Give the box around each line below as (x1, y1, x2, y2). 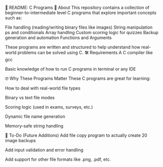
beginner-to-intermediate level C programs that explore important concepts (5, 10, 157, 16)
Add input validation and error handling (5, 147, 84, 153)
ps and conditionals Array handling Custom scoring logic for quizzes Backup (5, 30, 159, 35)
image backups (5, 138, 36, 143)
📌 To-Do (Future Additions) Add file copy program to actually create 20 (5, 132, 147, 138)
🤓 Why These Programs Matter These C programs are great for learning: (5, 75, 151, 81)
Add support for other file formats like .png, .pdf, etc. (5, 156, 111, 162)
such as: (5, 15, 22, 20)
